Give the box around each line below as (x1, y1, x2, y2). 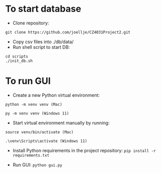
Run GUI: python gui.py (12, 161, 62, 168)
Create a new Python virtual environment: (12, 92, 100, 98)
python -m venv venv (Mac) (5, 102, 62, 107)
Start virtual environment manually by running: (12, 120, 110, 126)
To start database (5, 3, 81, 15)
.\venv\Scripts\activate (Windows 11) (5, 138, 87, 143)
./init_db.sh (5, 58, 33, 64)
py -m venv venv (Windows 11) (5, 110, 70, 116)
